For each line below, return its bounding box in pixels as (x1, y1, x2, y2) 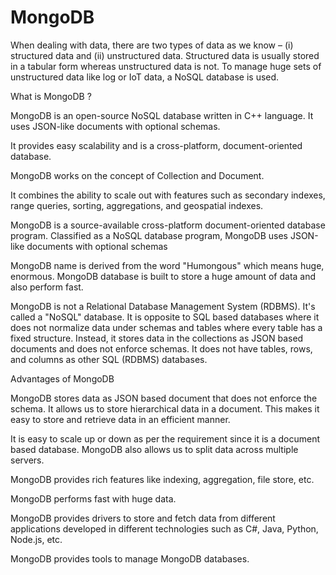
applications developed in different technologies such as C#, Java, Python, (10, 522, 319, 535)
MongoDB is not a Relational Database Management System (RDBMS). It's (10, 300, 316, 312)
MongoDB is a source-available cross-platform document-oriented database (10, 219, 326, 231)
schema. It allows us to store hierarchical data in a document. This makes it (10, 402, 320, 415)
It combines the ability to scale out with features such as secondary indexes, (10, 189, 326, 201)
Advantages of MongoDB (10, 372, 115, 385)
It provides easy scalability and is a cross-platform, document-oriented (10, 139, 303, 151)
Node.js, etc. (10, 533, 63, 545)
